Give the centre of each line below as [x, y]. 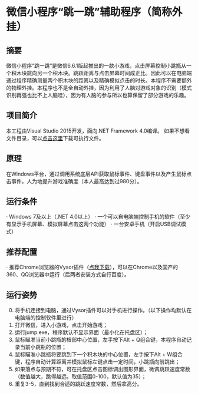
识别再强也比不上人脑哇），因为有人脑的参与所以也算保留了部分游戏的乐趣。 [98, 95]
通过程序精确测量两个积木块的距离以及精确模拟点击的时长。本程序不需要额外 [99, 80]
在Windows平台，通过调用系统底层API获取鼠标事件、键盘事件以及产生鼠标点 [99, 174]
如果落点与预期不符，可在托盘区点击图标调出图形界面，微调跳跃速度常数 [102, 369]
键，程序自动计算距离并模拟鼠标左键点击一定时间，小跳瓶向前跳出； [97, 362]
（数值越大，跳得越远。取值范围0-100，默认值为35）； [80, 377]
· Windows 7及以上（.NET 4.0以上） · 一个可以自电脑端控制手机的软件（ [93, 217]
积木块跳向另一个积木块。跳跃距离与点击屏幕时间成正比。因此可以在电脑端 [101, 73]
